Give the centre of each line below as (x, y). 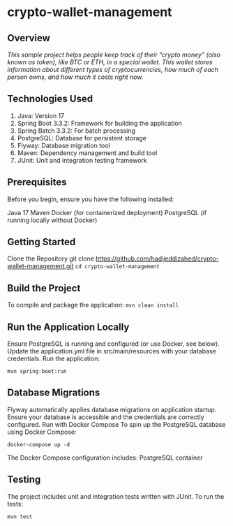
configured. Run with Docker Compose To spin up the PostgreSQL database (116, 424)
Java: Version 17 (41, 115)
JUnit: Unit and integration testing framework (82, 160)
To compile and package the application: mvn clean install (93, 305)
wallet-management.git (40, 266)
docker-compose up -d (39, 444)
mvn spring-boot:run (37, 372)
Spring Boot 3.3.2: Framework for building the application (100, 123)
